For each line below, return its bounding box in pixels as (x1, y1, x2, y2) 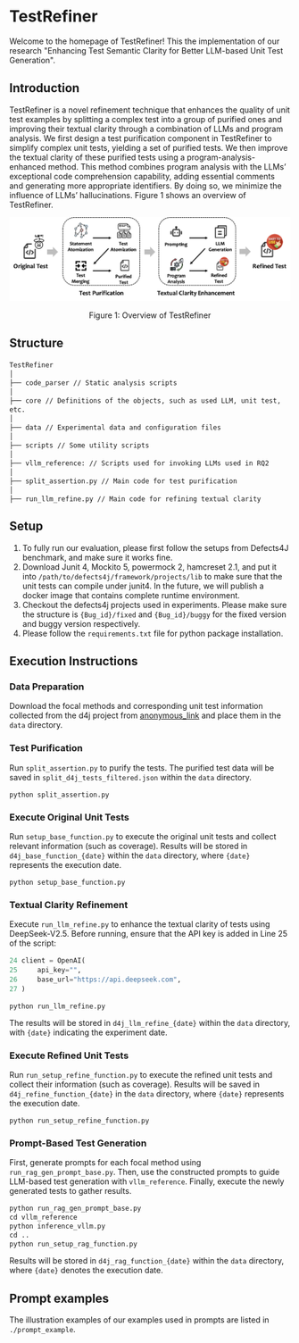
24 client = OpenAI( (9, 956, 87, 965)
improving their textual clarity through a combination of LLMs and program (9, 123, 284, 134)
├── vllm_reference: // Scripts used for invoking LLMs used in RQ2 (9, 458, 270, 468)
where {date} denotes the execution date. (9, 1265, 163, 1276)
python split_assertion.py (9, 790, 110, 799)
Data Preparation (9, 680, 85, 693)
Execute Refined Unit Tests (9, 1049, 129, 1062)
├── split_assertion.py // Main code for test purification (9, 476, 238, 486)
